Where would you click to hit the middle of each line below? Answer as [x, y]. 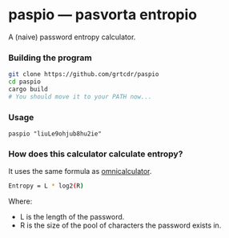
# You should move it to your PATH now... [80, 97]
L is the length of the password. [72, 217]
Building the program [50, 58]
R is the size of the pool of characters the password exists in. [121, 225]
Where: [20, 201]
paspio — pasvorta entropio [103, 15]
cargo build [28, 89]
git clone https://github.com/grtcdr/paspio [84, 75]
